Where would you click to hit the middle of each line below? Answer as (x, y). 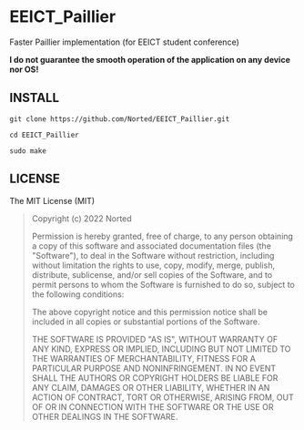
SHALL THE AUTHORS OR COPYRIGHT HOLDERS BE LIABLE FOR (155, 378)
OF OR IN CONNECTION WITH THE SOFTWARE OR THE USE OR (152, 406)
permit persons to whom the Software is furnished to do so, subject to (163, 284)
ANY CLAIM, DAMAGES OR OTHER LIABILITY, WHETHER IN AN (151, 387)
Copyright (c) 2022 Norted (81, 218)
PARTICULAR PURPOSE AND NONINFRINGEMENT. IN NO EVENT (154, 368)
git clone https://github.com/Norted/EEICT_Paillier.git (120, 119)
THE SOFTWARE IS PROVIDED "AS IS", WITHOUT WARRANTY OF (155, 339)
